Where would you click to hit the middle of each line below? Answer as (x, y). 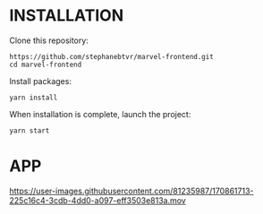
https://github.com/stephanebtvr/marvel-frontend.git (112, 56)
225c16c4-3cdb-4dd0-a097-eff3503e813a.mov (98, 200)
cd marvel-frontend (46, 64)
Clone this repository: (49, 40)
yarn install (34, 98)
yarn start (30, 131)
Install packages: (40, 81)
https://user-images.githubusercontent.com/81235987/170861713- (131, 191)
